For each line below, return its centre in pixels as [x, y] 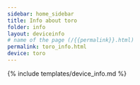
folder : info [27, 27]
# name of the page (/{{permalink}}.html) [71, 40]
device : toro [27, 54]
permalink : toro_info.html [47, 47]
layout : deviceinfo [36, 34]
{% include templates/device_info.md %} [67, 73]
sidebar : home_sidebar [41, 14]
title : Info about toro [42, 21]
